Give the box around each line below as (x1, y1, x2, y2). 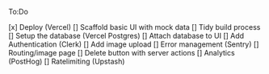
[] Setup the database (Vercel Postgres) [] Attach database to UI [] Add (8, 31, 245, 40)
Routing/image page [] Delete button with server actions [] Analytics (8, 48, 236, 57)
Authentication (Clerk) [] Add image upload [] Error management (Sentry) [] (8, 39, 259, 49)
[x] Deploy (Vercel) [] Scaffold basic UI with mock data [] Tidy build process (8, 23, 261, 31)
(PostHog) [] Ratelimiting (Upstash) (8, 56, 125, 66)
